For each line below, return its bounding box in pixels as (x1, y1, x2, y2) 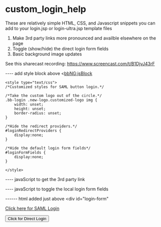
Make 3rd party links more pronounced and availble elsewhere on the (12, 35, 156, 41)
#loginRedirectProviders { (5, 128, 62, 133)
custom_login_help (5, 3, 86, 15)
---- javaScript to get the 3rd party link (5, 176, 85, 182)
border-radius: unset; (14, 110, 62, 115)
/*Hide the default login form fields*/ (5, 145, 91, 150)
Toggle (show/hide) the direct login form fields (12, 45, 109, 51)
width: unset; (14, 101, 44, 107)
